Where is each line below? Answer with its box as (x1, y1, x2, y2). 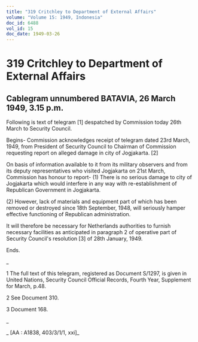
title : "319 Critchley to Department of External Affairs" (6, 8, 157, 15)
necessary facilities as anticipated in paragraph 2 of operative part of (6, 229, 177, 236)
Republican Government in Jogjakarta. (6, 186, 101, 193)
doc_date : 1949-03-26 (6, 31, 60, 37)
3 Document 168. (6, 306, 48, 313)
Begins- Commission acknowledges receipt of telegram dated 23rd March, (6, 137, 190, 144)
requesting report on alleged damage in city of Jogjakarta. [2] (6, 149, 159, 156)
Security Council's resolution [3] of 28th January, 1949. (6, 235, 143, 243)
